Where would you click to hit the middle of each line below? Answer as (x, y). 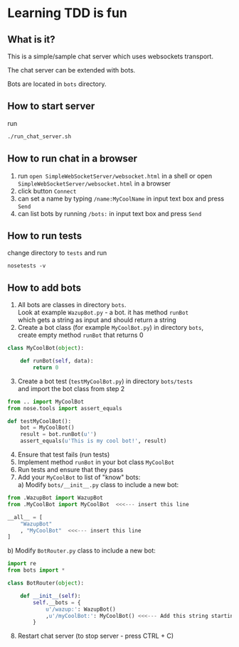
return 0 (46, 368)
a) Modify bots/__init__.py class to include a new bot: (98, 485)
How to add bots (44, 288)
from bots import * (36, 570)
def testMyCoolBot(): (39, 421)
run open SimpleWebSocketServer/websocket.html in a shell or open (115, 176)
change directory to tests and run (57, 253)
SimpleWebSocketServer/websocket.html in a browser (94, 183)
